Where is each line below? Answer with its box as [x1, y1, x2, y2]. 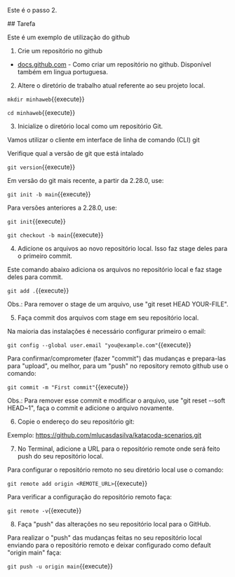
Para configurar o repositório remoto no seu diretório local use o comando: [7, 466, 224, 474]
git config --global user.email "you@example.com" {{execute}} [7, 341, 192, 349]
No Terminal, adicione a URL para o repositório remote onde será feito [17, 444, 220, 453]
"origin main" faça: [7, 548, 62, 557]
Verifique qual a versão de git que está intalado [7, 149, 144, 157]
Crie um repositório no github [17, 47, 103, 55]
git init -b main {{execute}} [7, 190, 91, 198]
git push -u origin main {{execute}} [7, 562, 114, 570]
